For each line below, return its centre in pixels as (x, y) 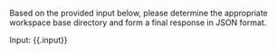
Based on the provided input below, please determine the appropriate (139, 13)
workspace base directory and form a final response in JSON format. (138, 22)
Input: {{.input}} (38, 40)
